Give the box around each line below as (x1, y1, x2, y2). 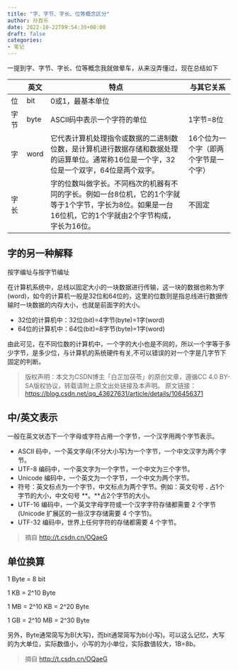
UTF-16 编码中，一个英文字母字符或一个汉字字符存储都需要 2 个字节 (17, 500, 216, 508)
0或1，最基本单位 (50, 97, 110, 106)
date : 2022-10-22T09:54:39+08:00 (7, 23, 106, 31)
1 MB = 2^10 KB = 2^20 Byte (7, 603, 90, 611)
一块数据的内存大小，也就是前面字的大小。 (19, 300, 144, 309)
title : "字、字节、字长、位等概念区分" (7, 10, 110, 18)
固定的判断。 (7, 357, 45, 366)
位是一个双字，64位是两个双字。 (50, 165, 159, 175)
